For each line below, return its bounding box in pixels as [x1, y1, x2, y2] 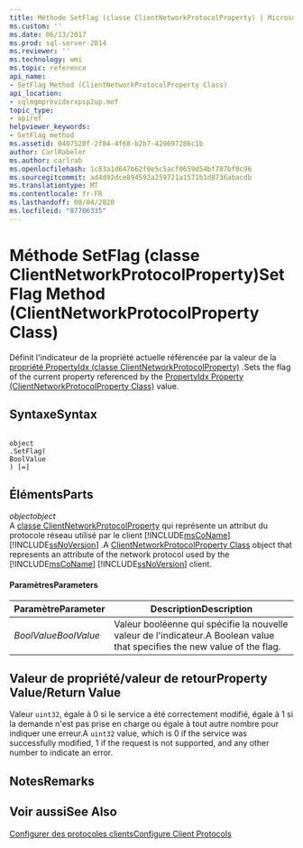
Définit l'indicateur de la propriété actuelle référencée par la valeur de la [9, 351, 277, 362]
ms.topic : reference [9, 64, 87, 73]
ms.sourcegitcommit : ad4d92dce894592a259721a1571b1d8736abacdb [9, 172, 252, 182]
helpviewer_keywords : [9, 123, 91, 132]
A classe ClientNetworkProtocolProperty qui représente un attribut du [9, 520, 269, 531]
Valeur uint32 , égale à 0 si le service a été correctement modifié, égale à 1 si [9, 709, 294, 720]
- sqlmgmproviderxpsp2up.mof [9, 97, 119, 107]
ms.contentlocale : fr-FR [9, 190, 103, 199]
